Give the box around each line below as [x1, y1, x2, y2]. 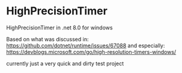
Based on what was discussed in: [6, 35, 89, 42]
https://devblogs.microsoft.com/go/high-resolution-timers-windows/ [6, 48, 177, 55]
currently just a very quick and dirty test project [6, 60, 124, 67]
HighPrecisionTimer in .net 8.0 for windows [6, 24, 113, 31]
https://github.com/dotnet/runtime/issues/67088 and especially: [6, 42, 165, 49]
